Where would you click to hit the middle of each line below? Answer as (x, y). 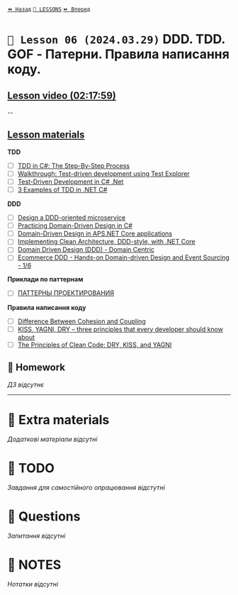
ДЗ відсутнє (26, 384)
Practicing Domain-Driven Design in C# (75, 226)
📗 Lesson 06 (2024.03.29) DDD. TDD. (116, 39)
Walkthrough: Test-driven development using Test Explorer (103, 173)
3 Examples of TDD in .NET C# (62, 190)
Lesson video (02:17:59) (62, 95)
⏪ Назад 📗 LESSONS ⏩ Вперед (49, 9)
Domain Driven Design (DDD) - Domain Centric (86, 250)
